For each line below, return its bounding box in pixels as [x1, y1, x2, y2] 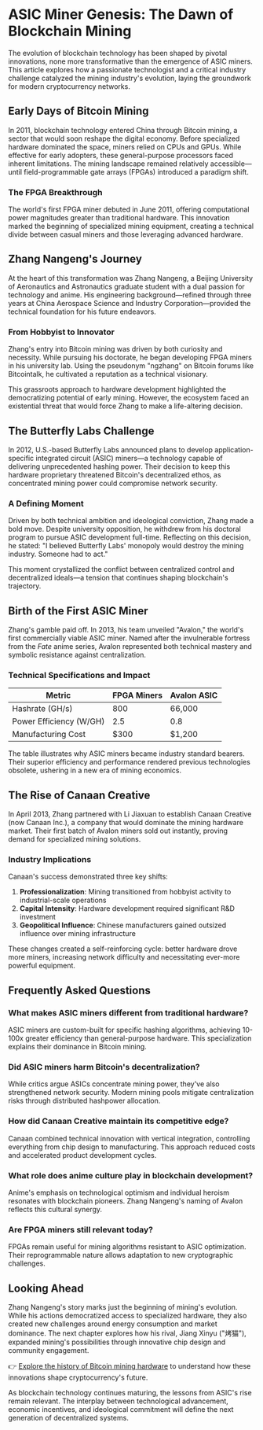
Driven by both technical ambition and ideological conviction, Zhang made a [8, 516, 254, 525]
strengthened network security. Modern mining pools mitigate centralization [8, 1088, 254, 1097]
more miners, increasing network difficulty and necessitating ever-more [8, 953, 240, 962]
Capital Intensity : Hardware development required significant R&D [19, 904, 236, 913]
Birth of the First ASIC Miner [8, 604, 148, 617]
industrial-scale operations [19, 895, 107, 905]
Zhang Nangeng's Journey [8, 252, 143, 266]
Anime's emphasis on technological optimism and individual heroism [8, 1188, 230, 1197]
